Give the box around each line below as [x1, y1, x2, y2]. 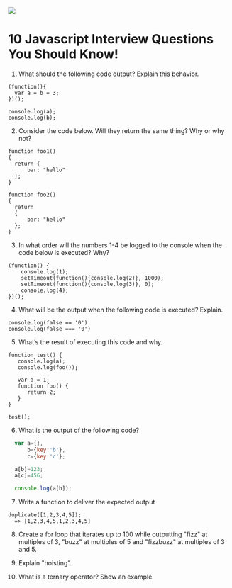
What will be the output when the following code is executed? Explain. [18, 305, 223, 314]
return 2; [26, 388, 56, 396]
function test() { [8, 351, 62, 358]
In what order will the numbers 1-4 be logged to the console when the [18, 241, 223, 249]
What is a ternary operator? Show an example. [18, 572, 155, 581]
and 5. [18, 545, 38, 554]
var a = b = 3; [14, 89, 60, 96]
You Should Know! [8, 46, 119, 62]
